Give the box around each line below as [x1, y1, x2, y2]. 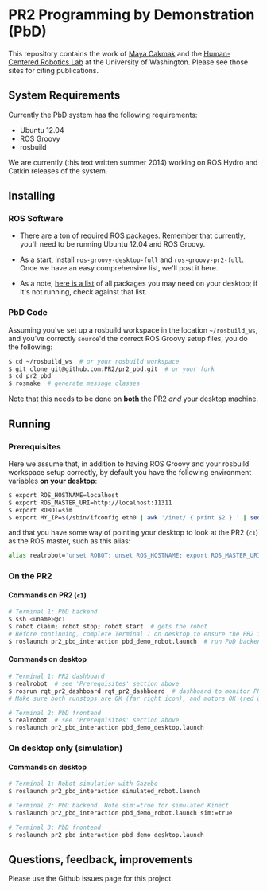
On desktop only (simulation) [8, 742, 123, 753]
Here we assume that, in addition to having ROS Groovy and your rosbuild [8, 459, 250, 469]
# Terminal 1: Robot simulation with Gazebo [8, 780, 158, 788]
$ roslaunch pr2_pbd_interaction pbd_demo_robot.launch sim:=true [8, 809, 233, 817]
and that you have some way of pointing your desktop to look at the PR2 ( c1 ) [8, 527, 259, 538]
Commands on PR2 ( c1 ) [8, 590, 87, 600]
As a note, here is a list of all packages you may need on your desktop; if [19, 278, 258, 288]
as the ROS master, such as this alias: [8, 536, 131, 546]
